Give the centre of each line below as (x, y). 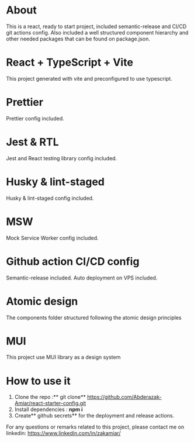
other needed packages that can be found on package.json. (78, 39)
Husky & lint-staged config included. (50, 198)
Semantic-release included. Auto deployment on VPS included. (82, 278)
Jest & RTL (32, 142)
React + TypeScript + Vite (70, 63)
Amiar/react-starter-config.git (50, 403)
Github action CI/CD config (73, 261)
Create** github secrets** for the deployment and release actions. (94, 416)
